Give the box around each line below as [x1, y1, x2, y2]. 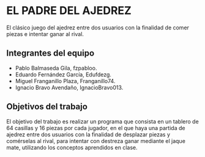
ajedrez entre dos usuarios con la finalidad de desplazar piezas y [6, 131, 170, 138]
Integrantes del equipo [6, 48, 95, 59]
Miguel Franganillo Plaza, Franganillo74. [15, 77, 116, 84]
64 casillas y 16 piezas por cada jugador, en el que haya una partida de [6, 124, 185, 131]
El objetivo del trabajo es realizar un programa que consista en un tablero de [6, 117, 199, 125]
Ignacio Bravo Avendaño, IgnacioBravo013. [15, 84, 124, 91]
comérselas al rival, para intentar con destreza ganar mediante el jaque [6, 137, 185, 144]
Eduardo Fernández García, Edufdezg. [15, 71, 112, 78]
